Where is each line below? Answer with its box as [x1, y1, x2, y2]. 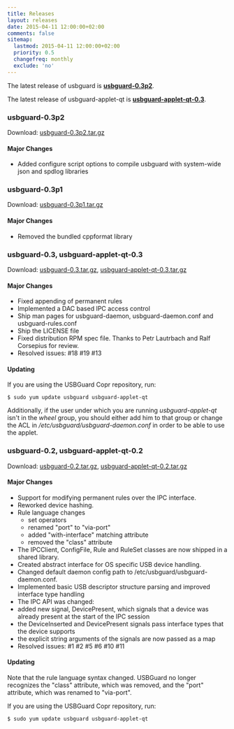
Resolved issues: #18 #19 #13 [17, 349, 102, 357]
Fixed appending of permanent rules [17, 297, 123, 305]
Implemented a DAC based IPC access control [17, 305, 150, 313]
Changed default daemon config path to [17, 568, 133, 576]
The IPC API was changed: [17, 597, 94, 605]
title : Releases [7, 10, 54, 17]
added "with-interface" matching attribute [27, 530, 149, 539]
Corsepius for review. [17, 342, 79, 350]
